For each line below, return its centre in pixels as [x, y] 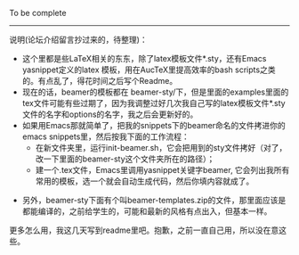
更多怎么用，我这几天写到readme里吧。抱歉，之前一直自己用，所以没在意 [144, 230]
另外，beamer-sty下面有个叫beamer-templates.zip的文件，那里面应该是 [154, 200]
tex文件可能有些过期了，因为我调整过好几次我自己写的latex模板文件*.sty [154, 103]
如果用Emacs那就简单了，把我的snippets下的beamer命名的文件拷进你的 [154, 125]
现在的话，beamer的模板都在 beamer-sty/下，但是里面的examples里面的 [155, 92]
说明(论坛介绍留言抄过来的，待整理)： [79, 40]
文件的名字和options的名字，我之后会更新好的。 [110, 114]
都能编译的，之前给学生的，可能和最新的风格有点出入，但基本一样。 [147, 211]
